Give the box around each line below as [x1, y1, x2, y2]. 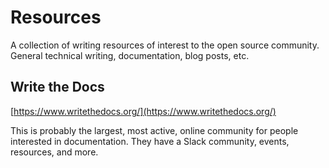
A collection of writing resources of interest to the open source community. [10, 39, 320, 51]
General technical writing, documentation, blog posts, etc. [10, 49, 250, 61]
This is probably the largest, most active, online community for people [10, 124, 299, 136]
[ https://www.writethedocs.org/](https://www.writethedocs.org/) [10, 105, 277, 117]
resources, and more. [10, 146, 99, 158]
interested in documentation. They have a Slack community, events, [10, 135, 290, 147]
